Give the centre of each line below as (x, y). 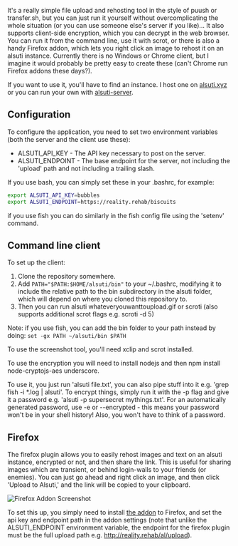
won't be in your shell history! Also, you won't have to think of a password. (117, 415)
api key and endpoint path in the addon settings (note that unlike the (107, 520)
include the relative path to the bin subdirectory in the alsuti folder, (115, 292)
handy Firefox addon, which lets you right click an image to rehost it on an (115, 48)
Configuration (39, 114)
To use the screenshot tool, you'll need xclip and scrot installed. (101, 349)
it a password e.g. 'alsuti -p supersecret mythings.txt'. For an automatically (117, 400)
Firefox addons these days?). (50, 71)
